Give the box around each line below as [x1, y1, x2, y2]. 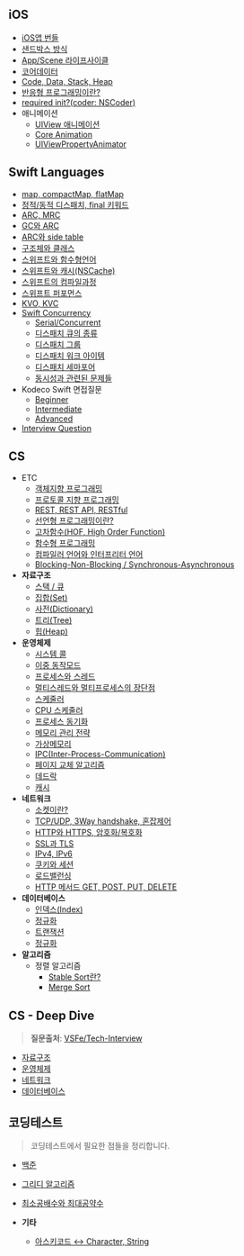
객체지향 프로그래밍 [34, 483, 103, 494]
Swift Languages [8, 165, 105, 180]
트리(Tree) [34, 615, 73, 626]
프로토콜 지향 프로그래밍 [34, 494, 120, 505]
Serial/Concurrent [34, 317, 101, 328]
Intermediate [34, 403, 83, 414]
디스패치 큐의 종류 [34, 328, 98, 339]
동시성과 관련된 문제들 [34, 373, 113, 384]
